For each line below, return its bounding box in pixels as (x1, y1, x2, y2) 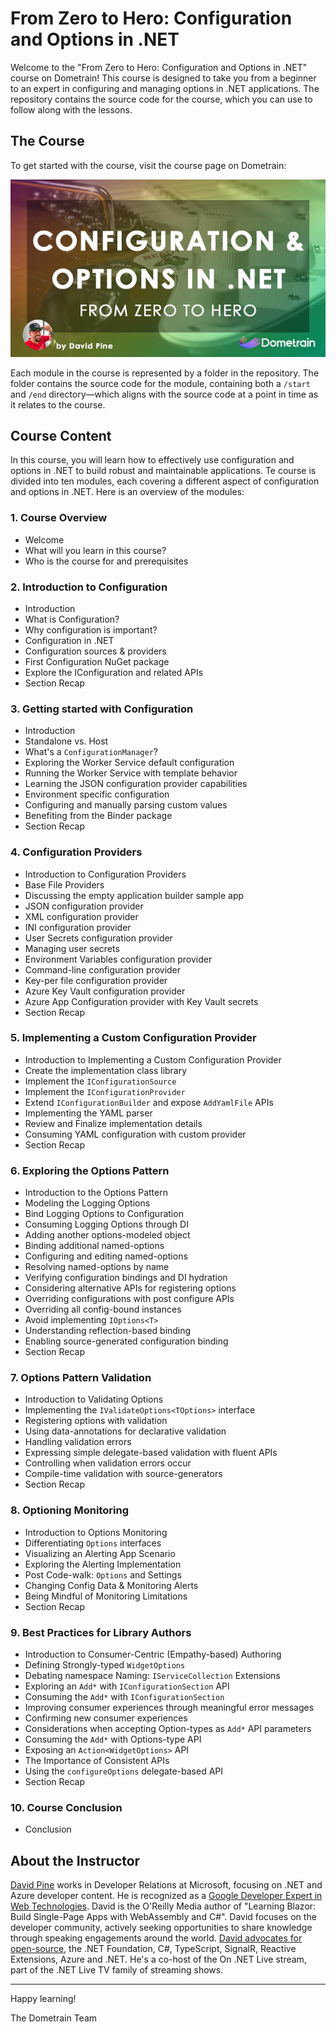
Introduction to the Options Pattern (24, 1187, 168, 1199)
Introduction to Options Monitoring (24, 1526, 168, 1538)
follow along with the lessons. (10, 103, 133, 116)
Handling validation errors (24, 1436, 132, 1448)
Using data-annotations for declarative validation (24, 1425, 227, 1437)
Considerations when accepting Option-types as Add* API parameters (24, 1723, 312, 1735)
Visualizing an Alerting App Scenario (24, 1547, 176, 1559)
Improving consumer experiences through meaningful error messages (24, 1702, 315, 1714)
